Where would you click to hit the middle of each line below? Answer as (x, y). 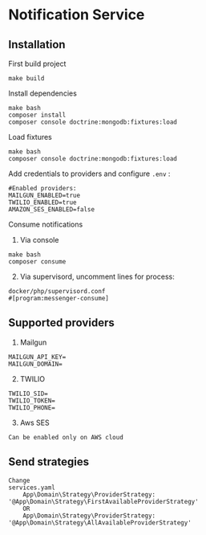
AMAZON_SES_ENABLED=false (51, 210)
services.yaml (32, 488)
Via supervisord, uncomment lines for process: (97, 276)
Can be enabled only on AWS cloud (66, 437)
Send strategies (49, 462)
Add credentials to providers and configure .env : (89, 174)
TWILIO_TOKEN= (32, 400)
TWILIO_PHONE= (32, 407)
